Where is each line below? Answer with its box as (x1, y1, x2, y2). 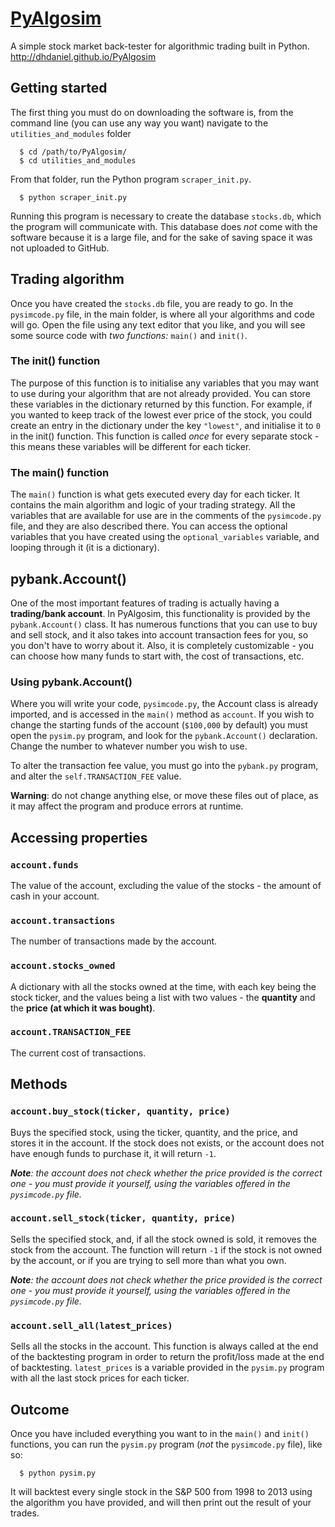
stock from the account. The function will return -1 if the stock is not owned (10, 1243, 323, 1256)
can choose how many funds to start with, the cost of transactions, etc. (10, 650, 305, 662)
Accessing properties (10, 829, 148, 846)
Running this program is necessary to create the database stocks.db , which (10, 210, 322, 222)
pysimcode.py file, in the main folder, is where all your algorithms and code (10, 308, 315, 320)
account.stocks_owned (10, 960, 116, 972)
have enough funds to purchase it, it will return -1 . (10, 1147, 217, 1159)
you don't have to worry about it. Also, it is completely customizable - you (10, 639, 315, 651)
